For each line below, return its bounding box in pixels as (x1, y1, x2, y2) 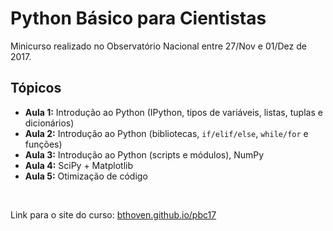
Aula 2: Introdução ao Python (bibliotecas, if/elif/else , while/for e (24, 127, 309, 139)
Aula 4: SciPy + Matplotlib (24, 159, 133, 171)
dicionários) (24, 117, 75, 129)
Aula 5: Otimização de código (24, 170, 148, 182)
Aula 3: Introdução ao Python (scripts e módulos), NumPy (24, 148, 265, 161)
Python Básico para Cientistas (10, 7, 267, 30)
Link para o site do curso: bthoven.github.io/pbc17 (10, 208, 217, 221)
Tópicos (10, 80, 62, 97)
